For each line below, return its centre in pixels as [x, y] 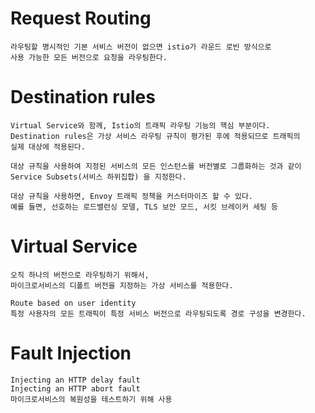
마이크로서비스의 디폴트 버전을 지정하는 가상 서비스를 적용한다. [122, 285]
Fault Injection [71, 353]
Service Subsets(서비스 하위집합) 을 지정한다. [98, 177]
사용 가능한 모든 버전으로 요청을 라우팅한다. [89, 57]
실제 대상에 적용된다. [48, 147]
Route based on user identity [73, 303]
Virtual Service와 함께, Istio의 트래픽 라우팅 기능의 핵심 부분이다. [140, 125]
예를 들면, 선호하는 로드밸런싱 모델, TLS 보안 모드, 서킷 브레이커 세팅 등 [144, 207]
